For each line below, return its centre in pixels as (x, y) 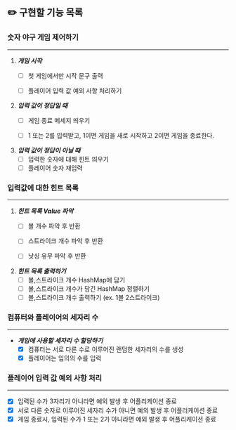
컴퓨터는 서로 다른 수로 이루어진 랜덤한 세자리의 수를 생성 (106, 349)
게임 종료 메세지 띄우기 (59, 120)
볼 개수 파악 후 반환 (54, 226)
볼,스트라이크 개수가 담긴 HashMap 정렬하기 (88, 288)
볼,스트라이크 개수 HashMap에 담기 (77, 280)
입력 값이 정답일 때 (42, 105)
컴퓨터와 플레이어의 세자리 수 (53, 317)
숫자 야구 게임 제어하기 (43, 37)
